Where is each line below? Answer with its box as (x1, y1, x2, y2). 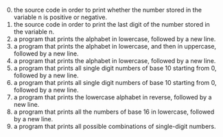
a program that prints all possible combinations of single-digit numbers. (13, 123, 216, 130)
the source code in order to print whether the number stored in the (13, 6, 202, 14)
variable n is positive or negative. (13, 13, 108, 21)
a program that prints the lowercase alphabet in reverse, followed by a (13, 93, 212, 101)
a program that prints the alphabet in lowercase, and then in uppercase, (13, 42, 217, 50)
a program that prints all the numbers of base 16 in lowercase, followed (13, 108, 215, 116)
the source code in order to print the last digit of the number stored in (13, 21, 211, 28)
